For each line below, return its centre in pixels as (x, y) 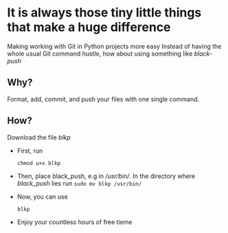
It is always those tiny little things (104, 13)
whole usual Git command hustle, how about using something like (100, 54)
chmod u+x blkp (39, 163)
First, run (30, 151)
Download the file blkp (39, 137)
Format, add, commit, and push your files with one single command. (103, 99)
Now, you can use (43, 197)
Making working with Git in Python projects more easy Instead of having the (114, 46)
